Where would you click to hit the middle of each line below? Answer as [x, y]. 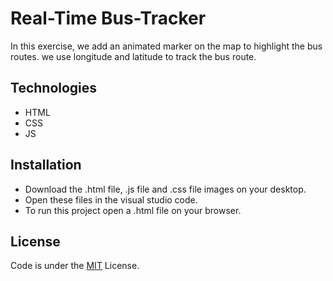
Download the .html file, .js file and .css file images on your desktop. [165, 189]
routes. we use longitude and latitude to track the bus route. [133, 56]
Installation [46, 165]
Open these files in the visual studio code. [111, 199]
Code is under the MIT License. [75, 266]
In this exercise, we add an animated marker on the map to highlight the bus [166, 46]
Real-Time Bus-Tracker [108, 18]
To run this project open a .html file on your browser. [133, 210]
